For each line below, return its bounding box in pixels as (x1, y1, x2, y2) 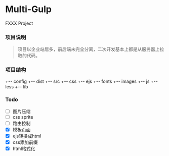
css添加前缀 (12, 139, 38, 145)
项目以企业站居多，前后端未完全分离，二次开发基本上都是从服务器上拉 (17, 46, 164, 53)
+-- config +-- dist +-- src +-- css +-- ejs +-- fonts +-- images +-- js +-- (5, 78, 158, 84)
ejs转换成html (12, 133, 41, 139)
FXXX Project (5, 20, 33, 26)
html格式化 (12, 145, 35, 152)
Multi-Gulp (5, 4, 52, 15)
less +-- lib (5, 83, 28, 89)
